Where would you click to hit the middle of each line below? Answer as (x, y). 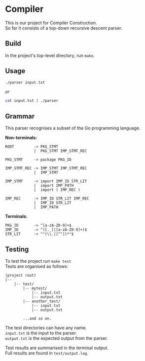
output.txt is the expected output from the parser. (56, 338)
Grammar (20, 116)
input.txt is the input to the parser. (41, 333)
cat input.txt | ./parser (32, 101)
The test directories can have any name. (46, 327)
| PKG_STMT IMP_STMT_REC (60, 151)
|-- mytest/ (35, 288)
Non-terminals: (21, 138)
